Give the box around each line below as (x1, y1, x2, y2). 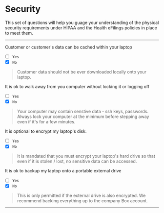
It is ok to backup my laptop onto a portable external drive (5, 168, 122, 174)
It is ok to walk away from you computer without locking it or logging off (5, 84, 150, 90)
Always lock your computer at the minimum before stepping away (17, 114, 149, 119)
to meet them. (5, 30, 33, 36)
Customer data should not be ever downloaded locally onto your (17, 69, 146, 75)
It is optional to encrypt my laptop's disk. (5, 128, 87, 134)
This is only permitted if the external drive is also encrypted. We (17, 192, 146, 199)
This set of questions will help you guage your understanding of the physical (5, 20, 159, 25)
